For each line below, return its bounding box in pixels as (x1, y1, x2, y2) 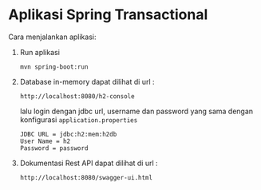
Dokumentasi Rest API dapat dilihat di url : (19, 158, 158, 168)
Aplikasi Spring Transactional (8, 6, 208, 24)
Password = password (19, 144, 89, 152)
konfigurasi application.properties (19, 114, 138, 125)
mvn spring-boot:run (19, 62, 89, 71)
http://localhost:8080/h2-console (19, 92, 135, 101)
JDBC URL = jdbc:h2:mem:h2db (19, 130, 117, 138)
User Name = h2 (19, 137, 71, 145)
